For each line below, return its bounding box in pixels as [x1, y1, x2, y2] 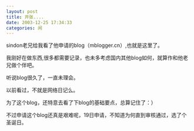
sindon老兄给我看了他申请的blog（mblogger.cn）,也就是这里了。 [6, 42, 163, 49]
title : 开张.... [6, 14, 44, 20]
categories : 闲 [6, 25, 42, 31]
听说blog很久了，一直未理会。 [6, 74, 79, 81]
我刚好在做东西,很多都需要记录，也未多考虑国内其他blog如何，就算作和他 [6, 54, 183, 62]
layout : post [6, 8, 38, 15]
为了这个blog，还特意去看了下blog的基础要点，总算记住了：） [6, 99, 156, 106]
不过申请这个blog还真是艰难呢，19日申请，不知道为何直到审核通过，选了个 [6, 112, 187, 119]
